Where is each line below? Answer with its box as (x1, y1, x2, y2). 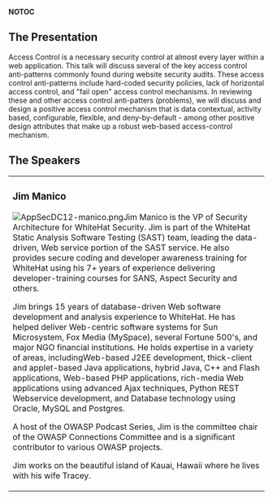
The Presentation (8, 30, 98, 44)
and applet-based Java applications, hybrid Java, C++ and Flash (12, 362, 260, 373)
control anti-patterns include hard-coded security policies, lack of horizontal (8, 77, 265, 88)
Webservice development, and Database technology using (12, 393, 236, 404)
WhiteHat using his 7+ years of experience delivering (12, 262, 215, 274)
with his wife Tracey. (12, 470, 91, 481)
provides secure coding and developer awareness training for (12, 252, 248, 263)
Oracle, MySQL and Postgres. (12, 402, 125, 414)
